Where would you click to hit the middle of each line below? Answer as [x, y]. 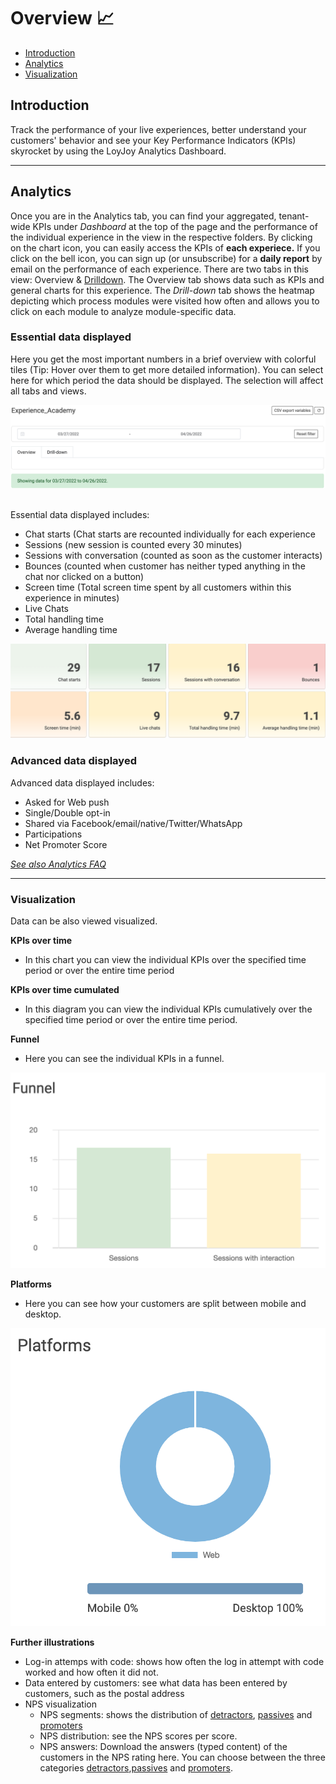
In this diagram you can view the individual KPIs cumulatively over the [168, 1009]
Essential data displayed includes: [80, 514]
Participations [53, 834]
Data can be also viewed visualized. [84, 921]
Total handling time [64, 619]
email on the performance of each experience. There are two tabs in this [159, 269]
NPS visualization [61, 1704]
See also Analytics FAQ [58, 864]
